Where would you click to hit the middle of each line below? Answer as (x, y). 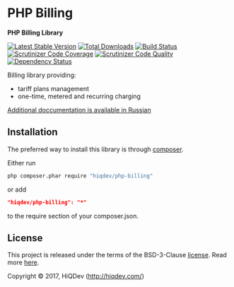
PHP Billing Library (35, 33)
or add (17, 189)
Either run (22, 163)
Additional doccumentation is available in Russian (79, 110)
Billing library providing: (42, 75)
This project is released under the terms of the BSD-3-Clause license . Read (117, 255)
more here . (23, 262)
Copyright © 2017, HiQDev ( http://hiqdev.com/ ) (76, 276)
